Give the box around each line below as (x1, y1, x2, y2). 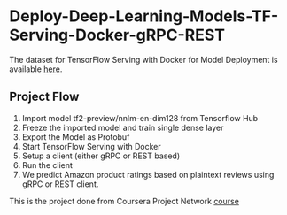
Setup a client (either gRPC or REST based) (21, 150, 180, 161)
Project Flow (9, 89, 80, 104)
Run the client (21, 159, 74, 170)
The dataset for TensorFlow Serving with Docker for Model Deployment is (9, 54, 278, 65)
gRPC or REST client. (21, 179, 99, 189)
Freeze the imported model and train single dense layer (21, 122, 224, 133)
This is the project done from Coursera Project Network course (9, 196, 239, 206)
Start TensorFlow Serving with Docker (21, 141, 161, 151)
